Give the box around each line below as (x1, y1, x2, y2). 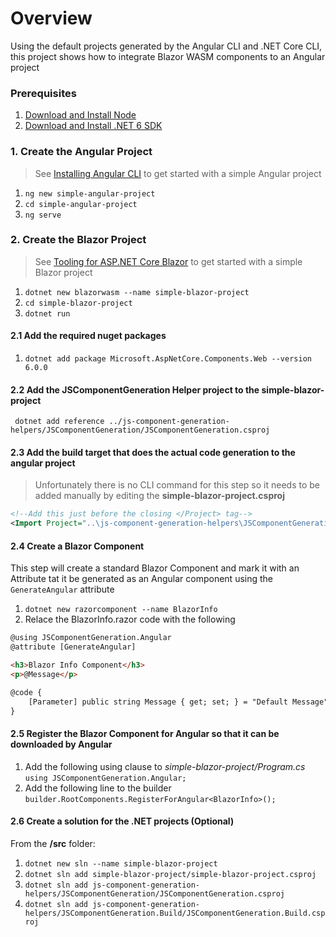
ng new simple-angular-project (24, 188, 156, 199)
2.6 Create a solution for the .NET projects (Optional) (10, 815, 235, 827)
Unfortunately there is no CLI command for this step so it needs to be (34, 479, 320, 491)
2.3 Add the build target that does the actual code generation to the (10, 446, 296, 458)
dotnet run (24, 308, 71, 319)
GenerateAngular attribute (10, 583, 115, 596)
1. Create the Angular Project (10, 145, 153, 159)
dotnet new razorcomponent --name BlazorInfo (24, 605, 218, 615)
